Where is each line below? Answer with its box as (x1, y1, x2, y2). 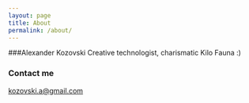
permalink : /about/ (8, 26, 73, 34)
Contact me (8, 68, 55, 79)
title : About (8, 19, 51, 27)
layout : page (8, 11, 51, 20)
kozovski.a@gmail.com (8, 86, 84, 95)
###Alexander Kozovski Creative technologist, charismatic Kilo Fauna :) (8, 48, 241, 58)
